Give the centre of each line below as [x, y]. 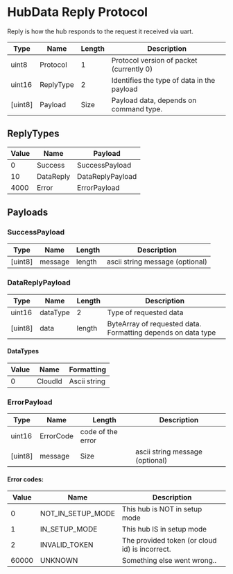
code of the [99, 432]
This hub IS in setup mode [164, 529]
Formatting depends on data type [162, 333]
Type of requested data [145, 312]
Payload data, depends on [154, 100]
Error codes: [25, 479]
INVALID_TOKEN [67, 545]
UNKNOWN [59, 561]
